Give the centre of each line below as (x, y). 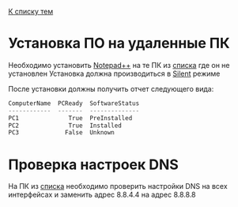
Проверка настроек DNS (94, 164)
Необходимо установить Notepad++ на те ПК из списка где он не (119, 65)
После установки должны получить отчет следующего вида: (111, 88)
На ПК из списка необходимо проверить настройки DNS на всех (118, 186)
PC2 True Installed (65, 126)
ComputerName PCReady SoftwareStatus (74, 103)
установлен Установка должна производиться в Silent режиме (114, 73)
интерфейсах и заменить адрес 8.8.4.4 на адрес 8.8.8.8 (102, 195)
